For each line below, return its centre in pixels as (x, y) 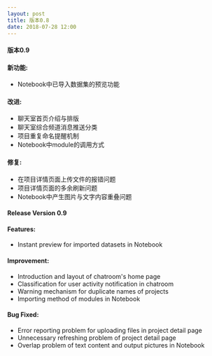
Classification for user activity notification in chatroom (95, 284)
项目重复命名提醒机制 (48, 136)
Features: (22, 229)
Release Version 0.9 (37, 213)
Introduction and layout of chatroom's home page (89, 276)
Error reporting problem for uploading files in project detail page (110, 330)
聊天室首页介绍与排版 (48, 118)
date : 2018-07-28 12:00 (42, 27)
